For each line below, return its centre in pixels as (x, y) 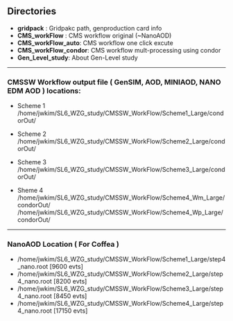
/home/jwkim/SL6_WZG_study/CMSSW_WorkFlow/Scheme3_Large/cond (121, 170)
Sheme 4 (30, 191)
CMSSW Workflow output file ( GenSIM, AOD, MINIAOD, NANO (114, 82)
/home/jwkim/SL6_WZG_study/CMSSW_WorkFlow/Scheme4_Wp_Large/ (120, 212)
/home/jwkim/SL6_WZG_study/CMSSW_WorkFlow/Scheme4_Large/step (120, 304)
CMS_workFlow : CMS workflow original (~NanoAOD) (94, 35)
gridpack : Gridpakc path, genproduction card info (89, 28)
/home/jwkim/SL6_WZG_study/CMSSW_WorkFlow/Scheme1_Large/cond (120, 113)
